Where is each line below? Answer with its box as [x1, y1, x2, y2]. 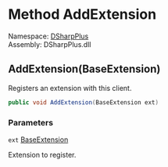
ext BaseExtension [8, 135, 69, 144]
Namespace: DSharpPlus [8, 31, 89, 41]
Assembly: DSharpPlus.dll [8, 39, 91, 49]
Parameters [8, 117, 53, 128]
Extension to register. [8, 150, 77, 159]
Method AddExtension [8, 5, 157, 24]
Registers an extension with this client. [8, 83, 132, 93]
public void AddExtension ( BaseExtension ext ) [8, 98, 159, 107]
